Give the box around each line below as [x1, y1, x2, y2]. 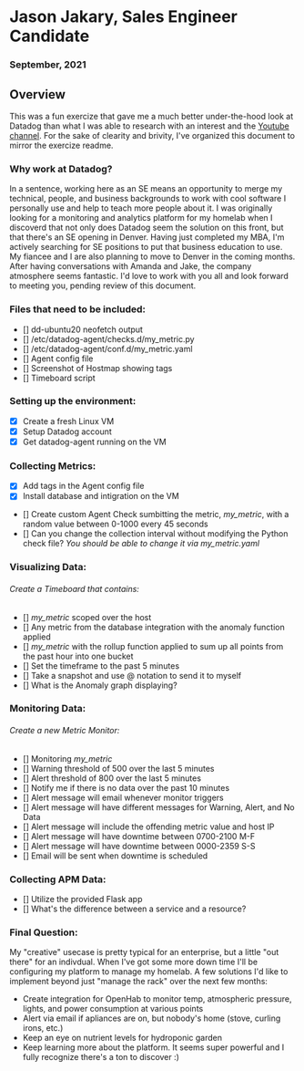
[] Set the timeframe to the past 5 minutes [22, 660, 180, 671]
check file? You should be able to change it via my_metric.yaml [22, 538, 260, 549]
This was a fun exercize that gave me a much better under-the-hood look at [9, 110, 294, 121]
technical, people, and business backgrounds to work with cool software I [9, 193, 287, 204]
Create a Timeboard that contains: [9, 583, 139, 594]
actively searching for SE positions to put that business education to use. [9, 242, 283, 253]
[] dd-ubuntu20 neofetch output [22, 324, 144, 335]
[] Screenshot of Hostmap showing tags [22, 362, 173, 373]
